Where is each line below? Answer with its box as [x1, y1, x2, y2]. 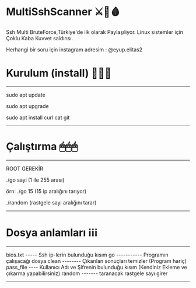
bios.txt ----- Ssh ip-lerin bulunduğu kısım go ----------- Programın [6, 251, 169, 258]
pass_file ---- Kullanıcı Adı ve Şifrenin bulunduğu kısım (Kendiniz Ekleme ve [6, 263, 188, 270]
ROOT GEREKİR [6, 165, 44, 172]
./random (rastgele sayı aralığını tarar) [6, 199, 97, 206]
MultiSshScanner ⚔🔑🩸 [6, 5, 121, 19]
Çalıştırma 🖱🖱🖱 [6, 140, 78, 153]
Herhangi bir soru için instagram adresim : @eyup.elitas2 [6, 46, 143, 53]
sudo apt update [6, 91, 45, 98]
